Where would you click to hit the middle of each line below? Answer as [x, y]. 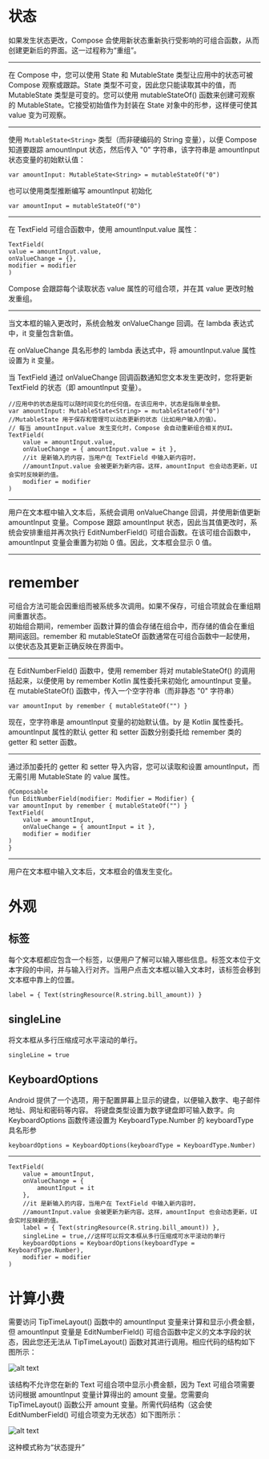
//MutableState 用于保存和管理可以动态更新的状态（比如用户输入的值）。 [114, 419]
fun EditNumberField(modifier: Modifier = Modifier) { [102, 799]
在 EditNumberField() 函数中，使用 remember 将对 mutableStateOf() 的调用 [132, 670]
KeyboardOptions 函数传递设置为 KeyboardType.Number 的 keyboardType [131, 1120]
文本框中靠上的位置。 [43, 979]
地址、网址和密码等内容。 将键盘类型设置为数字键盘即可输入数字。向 [121, 1110]
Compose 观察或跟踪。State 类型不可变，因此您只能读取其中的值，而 [122, 84]
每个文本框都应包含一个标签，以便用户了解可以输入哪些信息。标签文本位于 [131, 959]
